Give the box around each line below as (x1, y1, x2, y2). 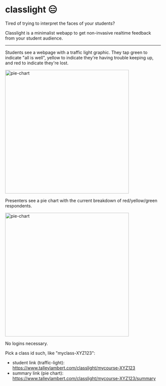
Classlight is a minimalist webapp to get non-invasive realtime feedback (5, 30, 152, 36)
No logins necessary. (5, 340, 48, 346)
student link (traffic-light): (12, 359, 65, 365)
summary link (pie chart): (12, 370, 64, 376)
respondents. (5, 202, 32, 209)
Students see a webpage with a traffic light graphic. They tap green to (5, 49, 148, 55)
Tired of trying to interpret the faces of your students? (5, 20, 115, 26)
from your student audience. (5, 35, 63, 41)
